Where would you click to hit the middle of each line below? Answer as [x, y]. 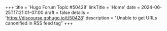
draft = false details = [67, 12]
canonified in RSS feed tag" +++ [39, 23]
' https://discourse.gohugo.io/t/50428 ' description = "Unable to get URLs [81, 18]
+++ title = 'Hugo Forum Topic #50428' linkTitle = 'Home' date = [73, 7]
